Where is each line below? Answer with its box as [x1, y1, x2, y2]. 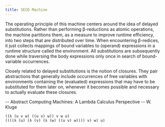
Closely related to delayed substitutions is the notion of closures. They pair [5, 68, 158, 74]
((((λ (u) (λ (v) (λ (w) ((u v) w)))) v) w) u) [5, 118, 106, 123]
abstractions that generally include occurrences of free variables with [5, 73, 148, 79]
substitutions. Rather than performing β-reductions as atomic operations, [5, 26, 155, 32]
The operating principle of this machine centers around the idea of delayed [5, 21, 159, 27]
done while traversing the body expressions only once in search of [5, 53, 141, 59]
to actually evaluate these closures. [5, 89, 78, 95]
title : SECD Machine [5, 7, 48, 12]
